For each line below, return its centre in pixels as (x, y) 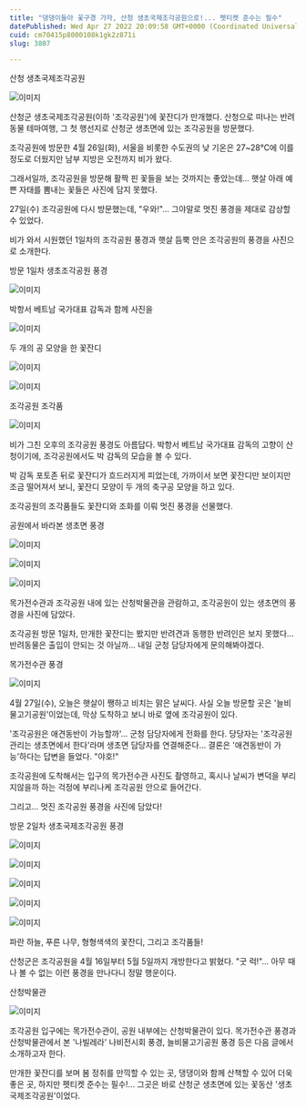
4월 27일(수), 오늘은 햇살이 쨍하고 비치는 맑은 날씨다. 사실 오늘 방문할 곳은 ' (143, 703)
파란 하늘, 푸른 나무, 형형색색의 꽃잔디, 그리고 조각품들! (106, 942)
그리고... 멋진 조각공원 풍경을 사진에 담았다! (86, 807)
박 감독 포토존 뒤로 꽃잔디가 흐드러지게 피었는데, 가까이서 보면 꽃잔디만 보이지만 (150, 475)
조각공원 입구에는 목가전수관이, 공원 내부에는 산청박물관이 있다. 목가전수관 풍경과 (153, 1031)
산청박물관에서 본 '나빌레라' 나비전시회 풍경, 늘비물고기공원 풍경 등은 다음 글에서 (152, 1043)
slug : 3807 (30, 43)
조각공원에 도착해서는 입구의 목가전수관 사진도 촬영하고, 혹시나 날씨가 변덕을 (144, 776)
